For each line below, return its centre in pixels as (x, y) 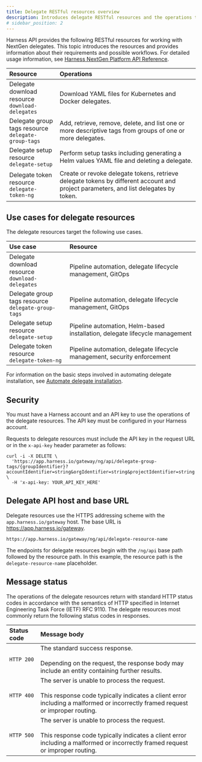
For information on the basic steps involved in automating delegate (89, 375)
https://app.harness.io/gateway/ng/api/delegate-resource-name (87, 539)
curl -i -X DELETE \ (32, 456)
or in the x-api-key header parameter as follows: (66, 445)
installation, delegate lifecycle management (131, 334)
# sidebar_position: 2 (35, 23)
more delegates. (82, 138)
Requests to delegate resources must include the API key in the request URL (101, 439)
